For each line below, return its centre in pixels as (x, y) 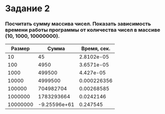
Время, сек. (96, 48)
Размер (20, 48)
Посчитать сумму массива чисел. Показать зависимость (78, 24)
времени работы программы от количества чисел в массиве (83, 30)
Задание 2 (28, 9)
